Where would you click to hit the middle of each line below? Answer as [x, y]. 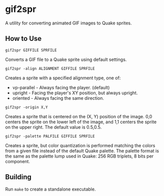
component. [17, 161]
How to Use [23, 39]
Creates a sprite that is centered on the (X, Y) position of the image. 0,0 [79, 116]
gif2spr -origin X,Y [27, 107]
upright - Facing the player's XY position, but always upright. [75, 93]
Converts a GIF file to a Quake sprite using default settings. [66, 59]
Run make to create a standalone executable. [50, 189]
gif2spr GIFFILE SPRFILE [31, 50]
